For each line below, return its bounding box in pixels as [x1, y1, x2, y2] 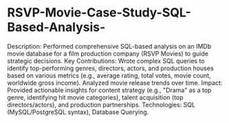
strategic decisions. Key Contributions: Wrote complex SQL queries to [7, 56, 205, 65]
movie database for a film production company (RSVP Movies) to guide [7, 49, 208, 58]
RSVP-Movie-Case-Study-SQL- [7, 5, 191, 21]
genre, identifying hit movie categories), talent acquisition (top [7, 93, 184, 101]
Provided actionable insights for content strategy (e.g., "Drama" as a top [7, 86, 212, 94]
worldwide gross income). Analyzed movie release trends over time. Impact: [7, 78, 223, 87]
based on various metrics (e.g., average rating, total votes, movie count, [7, 71, 211, 80]
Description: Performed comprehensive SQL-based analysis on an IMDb [7, 42, 212, 50]
